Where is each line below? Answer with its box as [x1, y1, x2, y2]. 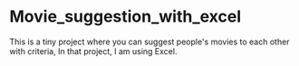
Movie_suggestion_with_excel [9, 6, 242, 27]
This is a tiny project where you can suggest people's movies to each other [9, 36, 290, 47]
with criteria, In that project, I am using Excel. [9, 45, 178, 56]
